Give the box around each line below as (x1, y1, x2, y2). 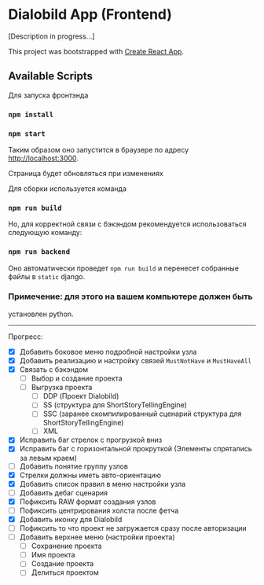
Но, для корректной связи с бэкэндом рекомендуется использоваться (8, 219, 247, 229)
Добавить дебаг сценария (19, 487, 108, 497)
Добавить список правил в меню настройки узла (19, 479, 186, 488)
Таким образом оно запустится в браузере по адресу (8, 145, 189, 154)
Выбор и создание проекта (31, 373, 123, 383)
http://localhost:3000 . (8, 153, 79, 163)
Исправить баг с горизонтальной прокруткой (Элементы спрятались (19, 444, 253, 454)
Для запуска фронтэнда (8, 90, 89, 100)
